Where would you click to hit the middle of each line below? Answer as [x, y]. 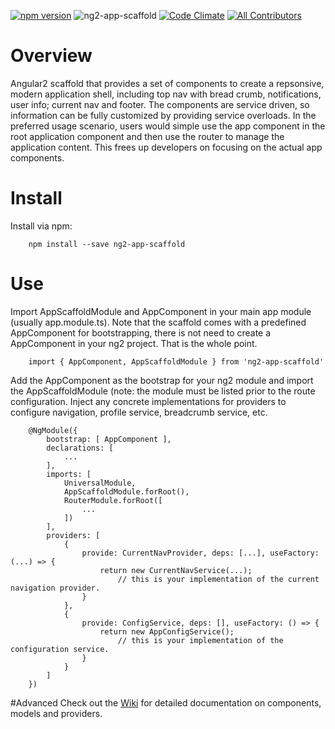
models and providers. [56, 713]
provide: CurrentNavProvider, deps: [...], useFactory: [200, 553]
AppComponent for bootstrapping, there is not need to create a [141, 332]
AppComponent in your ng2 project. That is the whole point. [134, 343]
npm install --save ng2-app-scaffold [107, 244]
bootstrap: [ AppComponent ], [109, 439]
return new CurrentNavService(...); [176, 570]
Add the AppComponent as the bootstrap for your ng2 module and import [162, 380]
